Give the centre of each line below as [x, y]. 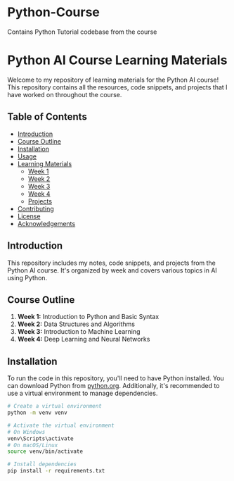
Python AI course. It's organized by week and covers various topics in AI [112, 270]
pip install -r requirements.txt [56, 471]
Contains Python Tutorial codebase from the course [82, 32]
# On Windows [26, 432]
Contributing [35, 208]
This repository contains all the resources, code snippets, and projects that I [117, 87]
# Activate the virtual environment [61, 425]
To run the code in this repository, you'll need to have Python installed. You [116, 378]
